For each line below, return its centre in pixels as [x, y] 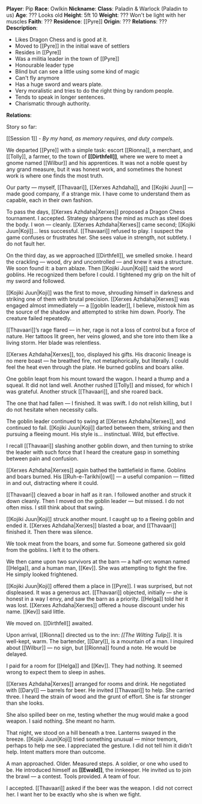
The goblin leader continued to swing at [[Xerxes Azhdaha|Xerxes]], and [96, 421]
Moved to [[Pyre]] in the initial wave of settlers [72, 46]
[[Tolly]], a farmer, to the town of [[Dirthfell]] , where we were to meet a [94, 156]
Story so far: [22, 127]
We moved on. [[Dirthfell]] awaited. [50, 623]
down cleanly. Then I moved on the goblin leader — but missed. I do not [95, 501]
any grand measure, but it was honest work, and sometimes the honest [94, 169]
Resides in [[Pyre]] [38, 52]
